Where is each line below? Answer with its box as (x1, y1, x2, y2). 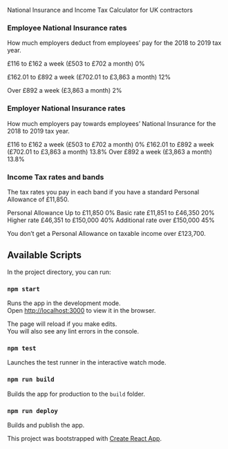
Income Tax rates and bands (7, 172, 104, 182)
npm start (7, 285, 40, 293)
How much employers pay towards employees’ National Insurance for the (7, 119, 216, 127)
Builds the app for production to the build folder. (7, 390, 146, 398)
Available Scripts (7, 249, 82, 262)
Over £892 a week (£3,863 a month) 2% (7, 86, 122, 95)
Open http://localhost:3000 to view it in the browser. (7, 306, 156, 314)
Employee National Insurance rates (7, 23, 127, 33)
